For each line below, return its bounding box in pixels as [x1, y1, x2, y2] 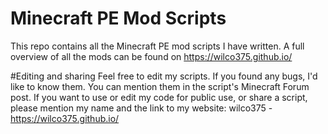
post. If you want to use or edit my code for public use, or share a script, [10, 91, 308, 103]
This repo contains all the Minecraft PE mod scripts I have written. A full [10, 40, 305, 52]
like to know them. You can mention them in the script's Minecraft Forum [10, 80, 310, 92]
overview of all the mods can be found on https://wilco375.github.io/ [10, 50, 293, 62]
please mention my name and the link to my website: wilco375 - [10, 102, 273, 114]
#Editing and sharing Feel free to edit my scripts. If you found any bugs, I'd [10, 70, 318, 82]
